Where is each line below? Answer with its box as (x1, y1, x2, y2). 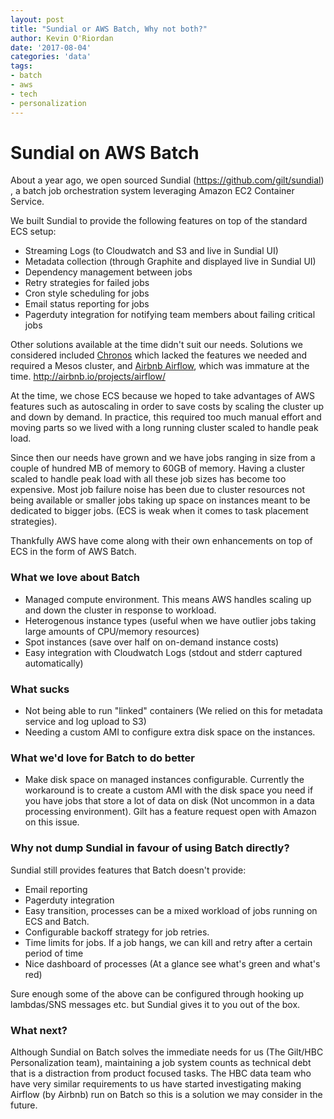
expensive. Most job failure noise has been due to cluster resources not (10, 484, 306, 496)
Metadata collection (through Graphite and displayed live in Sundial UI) (24, 256, 317, 268)
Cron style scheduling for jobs (24, 287, 150, 300)
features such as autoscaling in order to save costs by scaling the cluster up (10, 401, 325, 413)
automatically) (24, 657, 84, 669)
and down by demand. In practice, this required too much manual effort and (10, 411, 322, 423)
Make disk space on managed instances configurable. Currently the (24, 774, 305, 786)
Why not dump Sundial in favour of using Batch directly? (10, 841, 290, 855)
